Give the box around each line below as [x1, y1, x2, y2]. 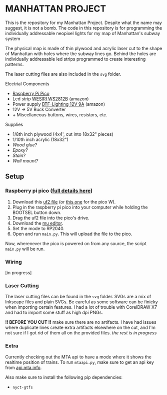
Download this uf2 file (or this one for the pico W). [12, 199, 116, 205]
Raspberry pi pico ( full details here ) [5, 187, 93, 194]
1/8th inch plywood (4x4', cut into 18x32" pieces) [12, 131, 113, 137]
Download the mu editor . [12, 220, 63, 226]
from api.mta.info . [5, 364, 42, 370]
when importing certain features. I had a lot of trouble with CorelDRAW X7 [5, 304, 157, 310]
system [5, 36, 20, 42]
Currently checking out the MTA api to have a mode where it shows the [5, 354, 151, 360]
